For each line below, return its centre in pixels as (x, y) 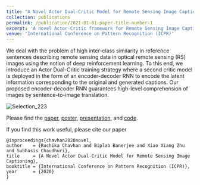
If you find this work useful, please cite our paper (66, 130)
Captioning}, (22, 161)
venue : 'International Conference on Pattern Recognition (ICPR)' (90, 34)
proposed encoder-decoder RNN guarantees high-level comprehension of (97, 89)
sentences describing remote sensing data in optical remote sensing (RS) (96, 57)
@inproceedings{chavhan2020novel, (49, 140)
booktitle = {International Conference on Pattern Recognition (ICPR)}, (98, 167)
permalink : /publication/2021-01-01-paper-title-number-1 (79, 23)
